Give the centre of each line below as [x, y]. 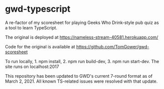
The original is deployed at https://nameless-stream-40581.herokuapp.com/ [82, 37]
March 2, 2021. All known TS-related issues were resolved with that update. [81, 81]
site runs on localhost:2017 [32, 67]
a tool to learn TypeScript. [31, 27]
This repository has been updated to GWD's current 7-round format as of [79, 76]
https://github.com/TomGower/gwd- [113, 46]
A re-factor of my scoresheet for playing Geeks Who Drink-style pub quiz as [82, 22]
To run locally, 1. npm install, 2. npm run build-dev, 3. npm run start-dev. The [82, 61]
